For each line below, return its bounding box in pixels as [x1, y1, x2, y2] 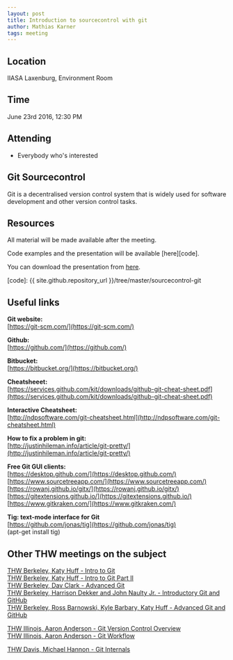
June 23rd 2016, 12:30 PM [7, 112, 82, 120]
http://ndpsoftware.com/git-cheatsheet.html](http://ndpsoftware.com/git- [9, 414, 220, 422]
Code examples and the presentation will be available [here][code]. [7, 249, 200, 258]
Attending [7, 133, 51, 145]
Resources [7, 217, 55, 229]
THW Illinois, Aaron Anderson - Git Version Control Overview [7, 624, 181, 632]
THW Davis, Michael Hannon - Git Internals [7, 645, 131, 653]
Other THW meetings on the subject [7, 548, 167, 560]
